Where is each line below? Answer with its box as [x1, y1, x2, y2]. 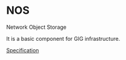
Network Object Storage [6, 23, 67, 31]
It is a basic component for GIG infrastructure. [6, 35, 121, 42]
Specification [6, 46, 39, 54]
